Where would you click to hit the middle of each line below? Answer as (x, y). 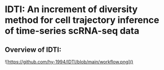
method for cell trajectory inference (82, 20)
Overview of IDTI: (33, 49)
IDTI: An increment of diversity (71, 9)
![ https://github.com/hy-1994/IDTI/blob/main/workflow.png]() (69, 62)
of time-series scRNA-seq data (72, 31)
